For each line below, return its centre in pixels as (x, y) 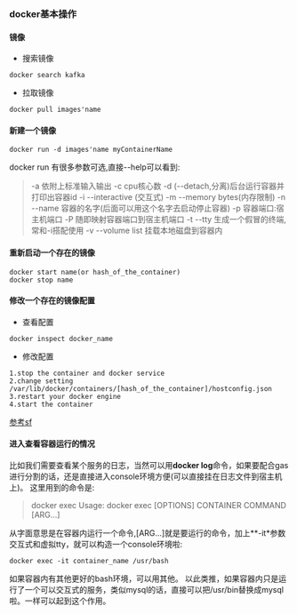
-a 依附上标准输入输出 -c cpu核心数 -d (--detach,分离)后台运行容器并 (157, 186)
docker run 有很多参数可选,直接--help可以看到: (95, 167)
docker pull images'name (55, 110)
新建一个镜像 (32, 130)
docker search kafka (48, 76)
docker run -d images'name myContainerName (91, 150)
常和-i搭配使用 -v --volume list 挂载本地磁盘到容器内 (127, 231)
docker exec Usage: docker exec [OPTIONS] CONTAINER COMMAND (159, 505)
